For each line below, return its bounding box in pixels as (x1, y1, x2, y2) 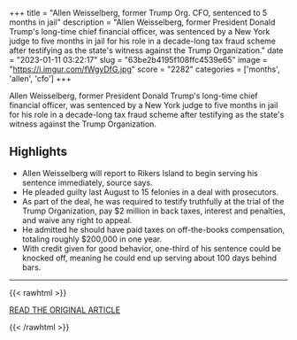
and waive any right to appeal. (21, 214, 133, 225)
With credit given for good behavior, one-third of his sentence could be (21, 243, 282, 253)
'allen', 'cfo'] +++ (9, 73, 72, 83)
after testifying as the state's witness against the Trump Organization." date (9, 45, 284, 56)
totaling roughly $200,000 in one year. (21, 234, 163, 244)
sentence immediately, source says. (21, 177, 153, 188)
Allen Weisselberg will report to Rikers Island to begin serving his (21, 167, 258, 178)
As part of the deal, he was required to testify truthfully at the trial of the (21, 196, 285, 206)
